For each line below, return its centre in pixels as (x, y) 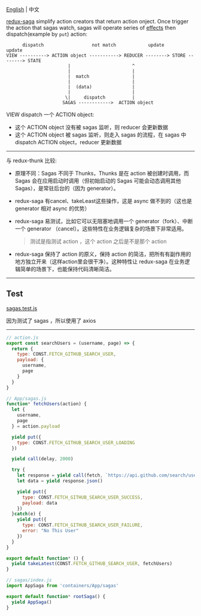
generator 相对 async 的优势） (52, 208)
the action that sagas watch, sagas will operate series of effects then (91, 28)
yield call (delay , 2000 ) (42, 459)
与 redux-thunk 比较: (31, 160)
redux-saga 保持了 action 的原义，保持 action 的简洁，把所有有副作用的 (103, 254)
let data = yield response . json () (60, 481)
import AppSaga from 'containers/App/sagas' (63, 586)
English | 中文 (23, 9)
